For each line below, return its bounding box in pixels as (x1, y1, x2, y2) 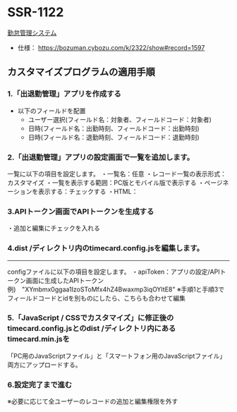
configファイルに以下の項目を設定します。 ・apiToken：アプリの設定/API (7, 267, 220, 276)
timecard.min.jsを (7, 334, 71, 344)
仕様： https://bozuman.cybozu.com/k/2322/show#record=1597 (17, 43, 205, 51)
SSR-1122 (7, 4, 64, 20)
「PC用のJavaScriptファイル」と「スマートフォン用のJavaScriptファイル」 (7, 351, 226, 360)
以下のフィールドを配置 (17, 107, 86, 115)
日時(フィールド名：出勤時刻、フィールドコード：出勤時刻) (28, 124, 200, 133)
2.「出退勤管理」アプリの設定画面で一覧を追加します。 (7, 152, 195, 162)
